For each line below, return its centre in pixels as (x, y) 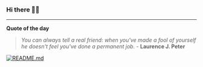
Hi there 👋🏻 (23, 10)
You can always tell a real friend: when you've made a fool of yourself (108, 40)
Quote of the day (28, 28)
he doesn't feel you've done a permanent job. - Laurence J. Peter (103, 46)
